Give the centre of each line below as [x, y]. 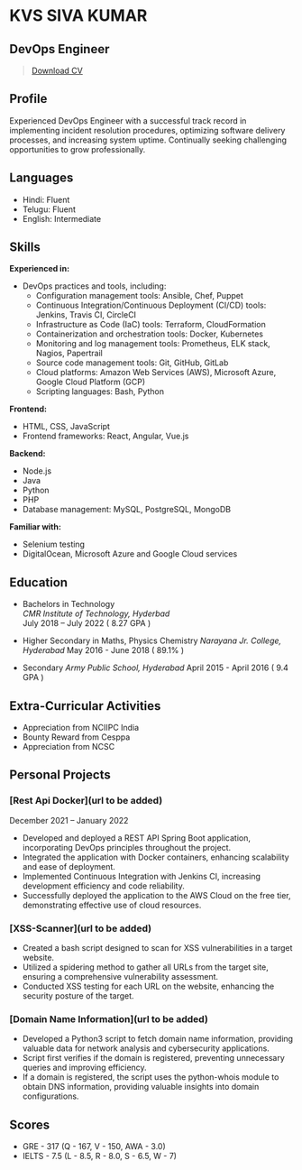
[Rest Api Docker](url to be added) [86, 801]
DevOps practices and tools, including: [94, 286]
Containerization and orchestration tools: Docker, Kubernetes [150, 334]
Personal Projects [60, 775]
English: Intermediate [62, 218]
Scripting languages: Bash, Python [100, 392]
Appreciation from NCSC [69, 747]
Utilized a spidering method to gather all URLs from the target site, [145, 967]
